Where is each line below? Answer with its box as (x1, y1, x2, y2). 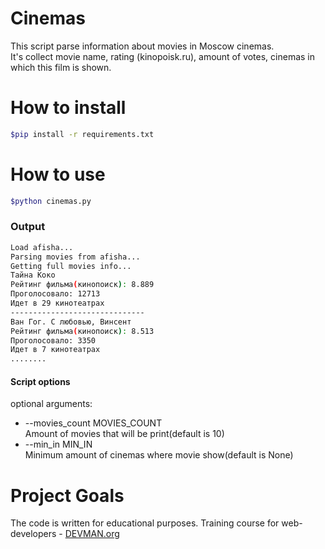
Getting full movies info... (10, 261, 132, 271)
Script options (10, 375, 71, 387)
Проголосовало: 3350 (10, 335, 97, 346)
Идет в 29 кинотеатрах (10, 298, 105, 309)
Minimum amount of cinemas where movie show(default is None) (24, 449, 294, 461)
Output (10, 220, 46, 234)
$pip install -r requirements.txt (10, 129, 155, 139)
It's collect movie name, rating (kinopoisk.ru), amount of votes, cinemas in (10, 50, 316, 62)
